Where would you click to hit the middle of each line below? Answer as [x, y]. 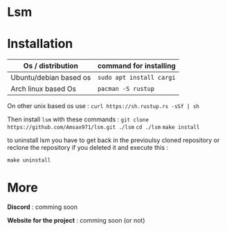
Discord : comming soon [43, 207]
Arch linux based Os [43, 89]
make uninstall [29, 160]
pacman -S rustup [126, 89]
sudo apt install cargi [136, 78]
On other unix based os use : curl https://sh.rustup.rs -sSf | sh [103, 106]
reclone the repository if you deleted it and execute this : [88, 148]
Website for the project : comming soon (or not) [76, 221]
